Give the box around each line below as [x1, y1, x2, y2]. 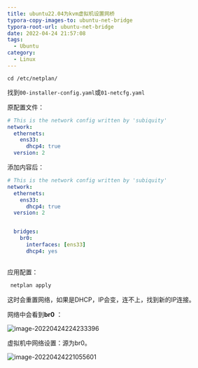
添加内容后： [7, 163, 44, 171]
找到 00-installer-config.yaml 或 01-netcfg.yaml [7, 88, 146, 97]
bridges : [13, 228, 39, 235]
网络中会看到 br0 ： [7, 310, 63, 318]
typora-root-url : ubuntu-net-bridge [7, 23, 114, 30]
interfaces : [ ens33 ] [25, 241, 86, 248]
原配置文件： [7, 103, 44, 111]
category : [7, 50, 36, 57]
